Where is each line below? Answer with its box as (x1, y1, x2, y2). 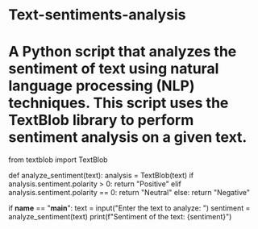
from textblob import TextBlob (8, 155, 108, 164)
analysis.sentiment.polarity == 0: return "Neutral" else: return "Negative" (8, 188, 250, 198)
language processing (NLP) (8, 77, 195, 95)
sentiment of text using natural (8, 60, 219, 78)
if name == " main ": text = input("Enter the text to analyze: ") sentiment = (8, 203, 251, 213)
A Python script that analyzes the (8, 43, 237, 61)
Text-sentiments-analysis (8, 6, 186, 24)
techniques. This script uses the (8, 94, 229, 112)
